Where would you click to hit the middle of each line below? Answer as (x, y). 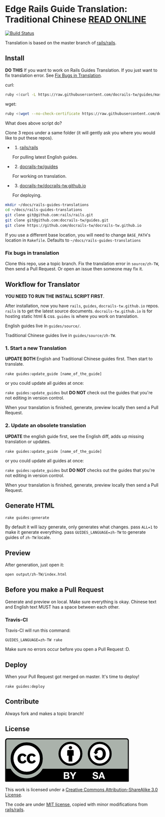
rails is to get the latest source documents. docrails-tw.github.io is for (79, 311)
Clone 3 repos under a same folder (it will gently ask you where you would (80, 133)
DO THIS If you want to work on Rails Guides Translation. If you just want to (81, 70)
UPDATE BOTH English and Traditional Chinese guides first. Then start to (79, 359)
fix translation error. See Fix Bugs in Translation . (54, 75)
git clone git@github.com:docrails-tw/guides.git (57, 220)
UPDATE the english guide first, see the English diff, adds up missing (74, 436)
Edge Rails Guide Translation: (66, 9)
